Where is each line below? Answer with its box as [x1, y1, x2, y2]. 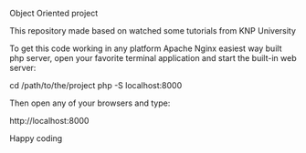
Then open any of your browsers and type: [9, 97, 171, 108]
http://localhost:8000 [9, 116, 90, 126]
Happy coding [9, 133, 63, 144]
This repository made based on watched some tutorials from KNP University [9, 25, 297, 36]
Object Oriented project [9, 8, 99, 18]
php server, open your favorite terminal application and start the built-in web [9, 53, 297, 63]
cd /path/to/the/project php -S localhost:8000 [9, 80, 183, 90]
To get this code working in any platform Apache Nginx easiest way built [9, 43, 282, 54]
